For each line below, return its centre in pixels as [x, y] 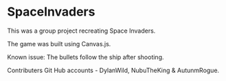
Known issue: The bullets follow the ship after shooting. [86, 57]
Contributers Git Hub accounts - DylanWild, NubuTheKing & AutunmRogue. [113, 70]
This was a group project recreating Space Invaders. [81, 31]
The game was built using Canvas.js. [59, 44]
